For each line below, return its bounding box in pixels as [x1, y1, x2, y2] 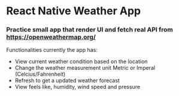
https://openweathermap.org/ [6, 33, 96, 41]
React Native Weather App [6, 4, 141, 18]
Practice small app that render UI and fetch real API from [6, 26, 174, 34]
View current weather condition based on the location [14, 58, 148, 65]
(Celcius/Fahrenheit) [14, 70, 66, 78]
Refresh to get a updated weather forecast [14, 77, 120, 84]
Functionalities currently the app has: [6, 47, 98, 54]
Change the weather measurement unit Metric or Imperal [14, 64, 156, 72]
